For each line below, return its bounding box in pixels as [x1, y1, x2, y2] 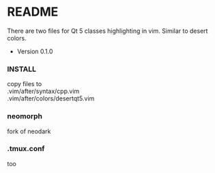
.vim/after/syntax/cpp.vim [7, 87, 80, 96]
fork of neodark [7, 127, 51, 135]
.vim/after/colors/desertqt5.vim [7, 94, 95, 103]
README [7, 4, 59, 20]
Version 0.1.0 [16, 47, 53, 55]
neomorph [7, 111, 43, 121]
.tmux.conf [7, 144, 45, 154]
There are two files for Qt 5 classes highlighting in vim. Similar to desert [7, 27, 208, 35]
